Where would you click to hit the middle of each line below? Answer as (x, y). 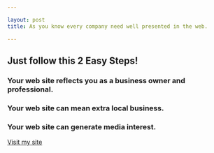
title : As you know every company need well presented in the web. (108, 26)
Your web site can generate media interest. (81, 126)
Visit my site (25, 142)
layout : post (26, 20)
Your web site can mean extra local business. (86, 108)
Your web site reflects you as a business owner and (96, 80)
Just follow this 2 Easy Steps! (73, 60)
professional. (30, 89)
